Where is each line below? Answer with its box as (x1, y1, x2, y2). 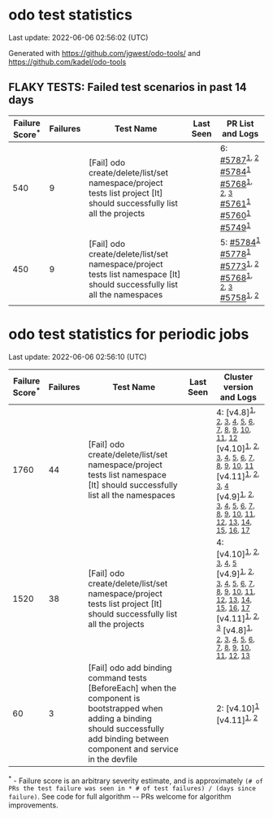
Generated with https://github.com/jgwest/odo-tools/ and (8, 48, 201, 58)
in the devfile (88, 754, 138, 765)
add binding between (88, 734, 169, 745)
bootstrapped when (88, 703, 163, 714)
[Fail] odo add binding (88, 662, 172, 673)
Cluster (223, 371, 253, 383)
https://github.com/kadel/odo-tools (8, 57, 127, 67)
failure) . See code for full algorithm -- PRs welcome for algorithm (8, 791, 232, 801)
